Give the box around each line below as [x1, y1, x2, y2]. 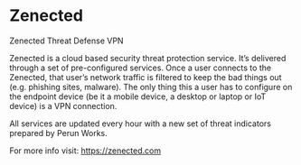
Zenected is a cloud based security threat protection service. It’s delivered [9, 52, 287, 63]
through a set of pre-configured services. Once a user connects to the [9, 62, 272, 73]
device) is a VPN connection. [9, 100, 118, 111]
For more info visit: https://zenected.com [9, 145, 161, 156]
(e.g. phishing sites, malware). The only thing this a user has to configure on [9, 81, 293, 92]
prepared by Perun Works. [9, 127, 108, 138]
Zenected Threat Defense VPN [9, 35, 124, 46]
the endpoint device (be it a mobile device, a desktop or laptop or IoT [9, 91, 267, 102]
